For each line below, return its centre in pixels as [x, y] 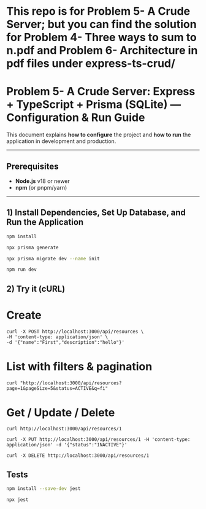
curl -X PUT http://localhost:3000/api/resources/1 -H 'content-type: [98, 440]
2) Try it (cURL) [36, 289]
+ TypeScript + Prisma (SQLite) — [94, 105]
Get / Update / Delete [61, 412]
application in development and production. [61, 141]
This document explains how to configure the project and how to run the [99, 135]
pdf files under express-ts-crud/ [91, 64]
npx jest [17, 500]
